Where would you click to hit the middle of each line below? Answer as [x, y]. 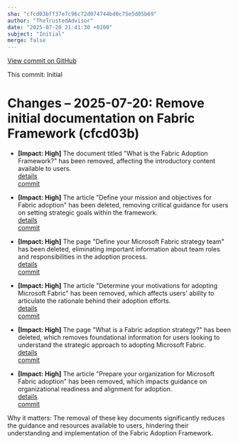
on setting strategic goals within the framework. [88, 213]
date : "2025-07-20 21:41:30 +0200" [60, 27]
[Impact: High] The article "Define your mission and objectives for [114, 197]
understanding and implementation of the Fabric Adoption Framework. [110, 433]
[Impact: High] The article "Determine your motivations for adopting [118, 286]
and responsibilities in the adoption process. [82, 257]
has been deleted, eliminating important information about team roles [119, 249]
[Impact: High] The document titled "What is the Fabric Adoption [113, 153]
